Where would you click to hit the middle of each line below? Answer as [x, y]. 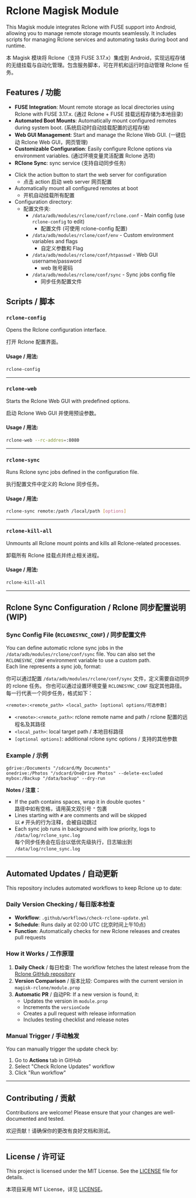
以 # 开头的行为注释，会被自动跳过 [56, 822]
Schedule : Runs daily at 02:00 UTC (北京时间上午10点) [80, 924]
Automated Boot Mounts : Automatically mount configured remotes [95, 121]
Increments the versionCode [56, 1007]
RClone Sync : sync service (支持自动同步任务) [70, 163]
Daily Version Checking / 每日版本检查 [60, 904]
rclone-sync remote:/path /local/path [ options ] [66, 511]
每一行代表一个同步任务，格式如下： [50, 693]
